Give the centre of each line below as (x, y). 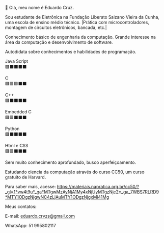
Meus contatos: (21, 207)
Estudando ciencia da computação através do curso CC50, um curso (75, 172)
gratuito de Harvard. (26, 177)
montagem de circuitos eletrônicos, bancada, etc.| (56, 27)
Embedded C (18, 112)
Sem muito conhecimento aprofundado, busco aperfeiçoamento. (70, 162)
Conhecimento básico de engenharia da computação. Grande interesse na (81, 37)
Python (12, 129)
